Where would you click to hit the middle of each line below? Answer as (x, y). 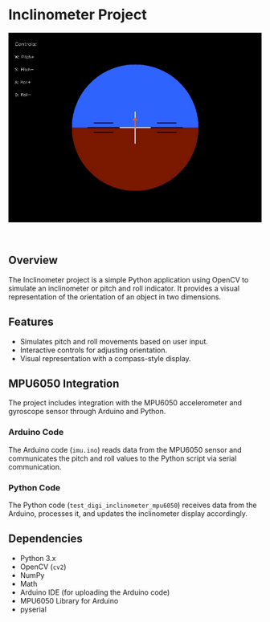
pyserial (33, 609)
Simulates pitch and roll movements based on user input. (114, 341)
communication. (35, 466)
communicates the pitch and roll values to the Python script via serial (123, 458)
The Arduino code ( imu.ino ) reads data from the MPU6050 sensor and (125, 449)
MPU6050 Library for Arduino (69, 600)
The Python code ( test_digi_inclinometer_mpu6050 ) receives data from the (133, 505)
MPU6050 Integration (64, 383)
